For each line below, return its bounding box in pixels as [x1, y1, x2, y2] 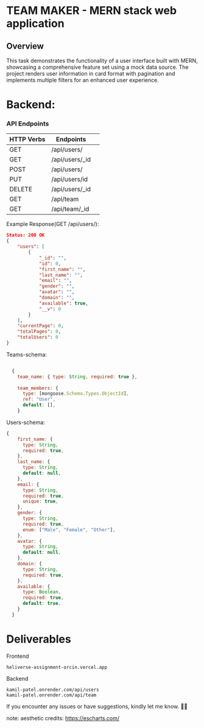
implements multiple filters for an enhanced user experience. [6, 77, 160, 83]
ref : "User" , [22, 397, 56, 403]
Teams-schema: [6, 351, 47, 358]
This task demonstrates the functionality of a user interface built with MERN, [6, 57, 198, 64]
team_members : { [17, 385, 59, 391]
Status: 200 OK [6, 232, 45, 238]
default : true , [22, 601, 62, 607]
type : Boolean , [22, 589, 62, 595]
